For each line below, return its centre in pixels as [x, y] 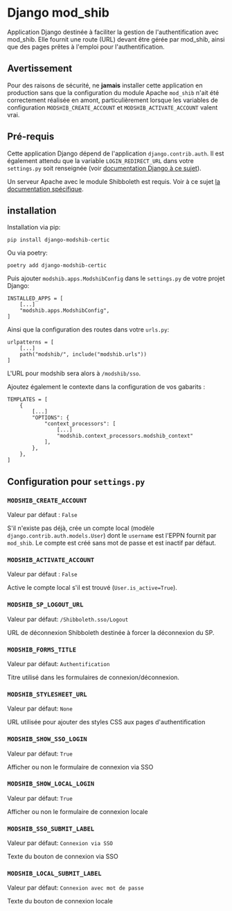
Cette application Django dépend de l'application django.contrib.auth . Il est [116, 153]
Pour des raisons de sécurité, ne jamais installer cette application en [105, 85]
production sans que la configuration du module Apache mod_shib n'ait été [113, 92]
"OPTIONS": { [51, 418]
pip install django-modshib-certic [59, 240]
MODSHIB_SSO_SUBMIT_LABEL [51, 828]
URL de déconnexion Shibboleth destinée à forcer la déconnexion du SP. [111, 632]
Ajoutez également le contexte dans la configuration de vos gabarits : [106, 387]
